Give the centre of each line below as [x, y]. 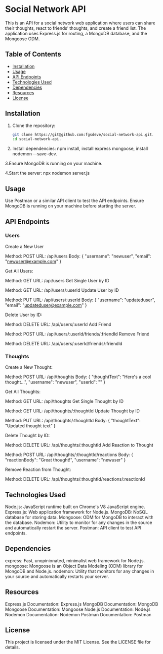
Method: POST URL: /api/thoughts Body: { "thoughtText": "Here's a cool [78, 377]
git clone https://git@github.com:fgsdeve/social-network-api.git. [83, 134]
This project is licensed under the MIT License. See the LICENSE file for [78, 642]
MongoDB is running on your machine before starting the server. [71, 206]
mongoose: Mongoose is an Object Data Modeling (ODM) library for [74, 566]
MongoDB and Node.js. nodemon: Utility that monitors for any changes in [80, 571]
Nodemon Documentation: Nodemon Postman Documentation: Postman [78, 614]
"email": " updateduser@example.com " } [46, 305]
